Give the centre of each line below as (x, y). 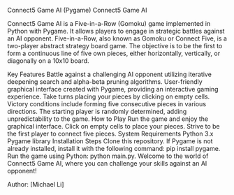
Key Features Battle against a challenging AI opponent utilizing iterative (109, 74)
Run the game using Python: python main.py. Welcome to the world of (108, 156)
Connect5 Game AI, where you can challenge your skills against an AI (107, 163)
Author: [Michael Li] (36, 184)
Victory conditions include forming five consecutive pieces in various (107, 104)
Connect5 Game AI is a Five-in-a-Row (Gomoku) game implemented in (109, 23)
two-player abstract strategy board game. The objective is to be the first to (115, 46)
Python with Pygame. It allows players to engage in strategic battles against (116, 31)
